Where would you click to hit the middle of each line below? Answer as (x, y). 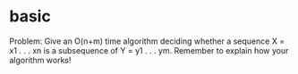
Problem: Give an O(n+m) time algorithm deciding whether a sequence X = (147, 41)
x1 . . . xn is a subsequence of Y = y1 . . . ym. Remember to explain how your (149, 50)
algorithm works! (40, 60)
